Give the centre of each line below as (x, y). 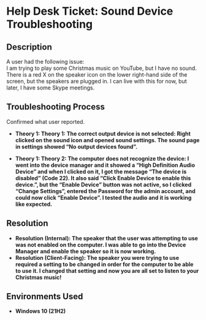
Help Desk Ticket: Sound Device (90, 11)
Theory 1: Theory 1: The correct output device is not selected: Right (103, 134)
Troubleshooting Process (56, 107)
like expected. (34, 204)
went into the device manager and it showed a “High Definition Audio (105, 165)
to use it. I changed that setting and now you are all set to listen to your (107, 270)
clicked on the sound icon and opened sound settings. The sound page (107, 140)
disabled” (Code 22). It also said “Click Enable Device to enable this (103, 178)
